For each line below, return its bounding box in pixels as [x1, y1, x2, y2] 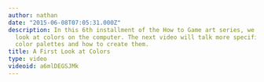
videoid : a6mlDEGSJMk [8, 62, 79, 70]
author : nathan [8, 11, 58, 20]
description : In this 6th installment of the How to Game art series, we [8, 26, 255, 34]
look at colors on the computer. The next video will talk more [15, 33, 230, 41]
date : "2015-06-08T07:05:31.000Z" [8, 19, 122, 27]
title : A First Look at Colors [8, 48, 111, 55]
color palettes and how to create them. [15, 41, 149, 48]
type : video [8, 55, 47, 63]
